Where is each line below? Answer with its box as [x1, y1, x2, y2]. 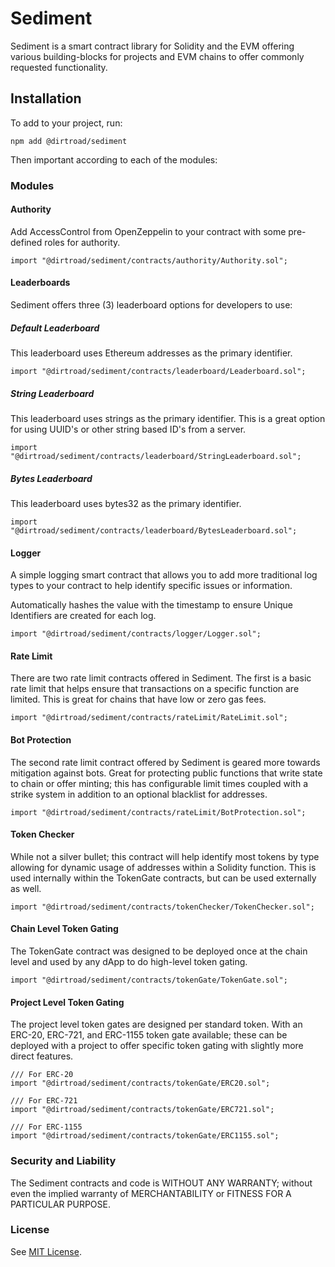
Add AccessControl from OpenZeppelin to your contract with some [10, 225, 287, 237]
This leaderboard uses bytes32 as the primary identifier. [10, 497, 242, 509]
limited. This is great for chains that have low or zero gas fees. [10, 693, 267, 706]
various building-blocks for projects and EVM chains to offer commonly [10, 50, 305, 62]
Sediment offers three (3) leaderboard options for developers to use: [10, 299, 293, 311]
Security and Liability [10, 1154, 117, 1168]
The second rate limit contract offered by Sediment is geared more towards [10, 756, 321, 768]
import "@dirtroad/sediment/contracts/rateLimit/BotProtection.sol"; [10, 807, 307, 817]
